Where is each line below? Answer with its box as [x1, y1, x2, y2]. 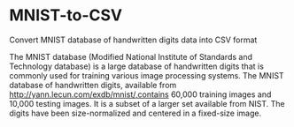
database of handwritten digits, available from [9, 79, 177, 90]
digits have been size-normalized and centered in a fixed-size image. [9, 108, 262, 118]
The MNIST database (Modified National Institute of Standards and [9, 51, 252, 62]
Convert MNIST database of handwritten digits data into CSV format [9, 34, 258, 45]
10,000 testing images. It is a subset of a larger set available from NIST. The [9, 98, 285, 108]
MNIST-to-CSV [9, 5, 122, 26]
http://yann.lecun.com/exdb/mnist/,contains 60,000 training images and [9, 89, 272, 100]
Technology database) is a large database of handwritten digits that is [9, 61, 264, 71]
